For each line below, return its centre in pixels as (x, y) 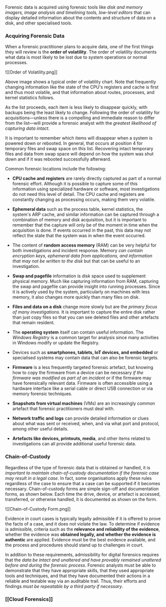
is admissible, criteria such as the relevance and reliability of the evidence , (83, 529)
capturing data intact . (28, 128)
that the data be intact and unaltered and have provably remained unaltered (83, 560)
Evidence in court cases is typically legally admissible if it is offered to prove (83, 519)
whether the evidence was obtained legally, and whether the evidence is (81, 534)
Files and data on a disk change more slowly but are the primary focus (85, 307)
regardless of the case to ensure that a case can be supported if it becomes (83, 483)
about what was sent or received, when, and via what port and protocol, (86, 424)
